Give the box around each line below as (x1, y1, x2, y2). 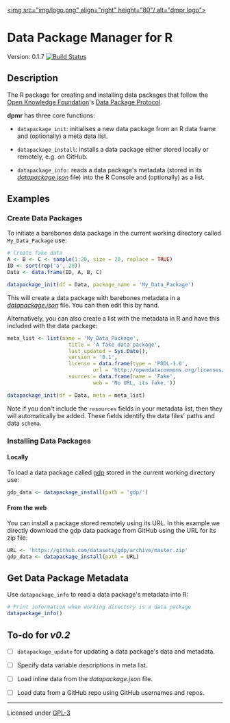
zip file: (7, 533, 28, 542)
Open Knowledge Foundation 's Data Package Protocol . (7, 97, 162, 106)
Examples (7, 193, 50, 205)
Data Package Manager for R (7, 30, 173, 45)
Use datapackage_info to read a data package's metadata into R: (7, 590, 189, 599)
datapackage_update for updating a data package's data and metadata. (16, 647, 216, 656)
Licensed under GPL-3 (7, 709, 71, 717)
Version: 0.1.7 (7, 52, 44, 60)
